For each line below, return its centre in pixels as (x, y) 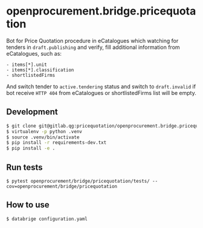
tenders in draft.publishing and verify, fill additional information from (93, 47)
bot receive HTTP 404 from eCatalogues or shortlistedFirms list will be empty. (101, 93)
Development (32, 112)
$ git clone (21, 126)
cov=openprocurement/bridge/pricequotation (62, 186)
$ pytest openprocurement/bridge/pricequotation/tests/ (78, 181)
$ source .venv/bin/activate (43, 137)
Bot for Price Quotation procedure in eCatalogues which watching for (92, 41)
